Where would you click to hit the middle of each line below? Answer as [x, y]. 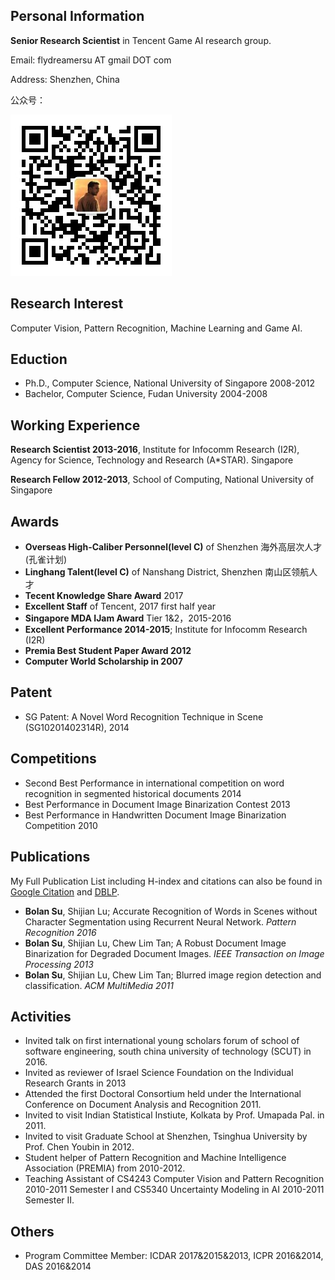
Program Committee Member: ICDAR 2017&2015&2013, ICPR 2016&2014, [174, 1256]
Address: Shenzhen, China [65, 79]
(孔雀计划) [46, 560]
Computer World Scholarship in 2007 [103, 661]
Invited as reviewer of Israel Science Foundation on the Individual [159, 1073]
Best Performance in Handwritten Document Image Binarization [155, 815]
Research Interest [67, 304]
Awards [35, 521]
